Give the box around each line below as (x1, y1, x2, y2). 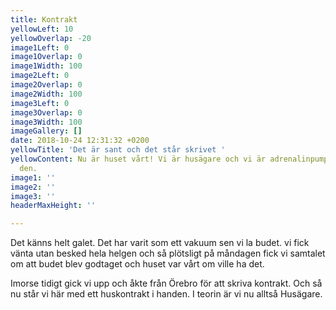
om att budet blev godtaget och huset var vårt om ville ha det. (10, 258, 265, 270)
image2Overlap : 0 (10, 80, 83, 90)
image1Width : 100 (10, 61, 83, 71)
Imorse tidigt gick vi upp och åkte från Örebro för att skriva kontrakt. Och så (10, 277, 323, 290)
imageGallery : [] (10, 126, 83, 136)
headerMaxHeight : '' (10, 201, 97, 211)
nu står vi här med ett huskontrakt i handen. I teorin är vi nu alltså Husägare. (10, 288, 323, 300)
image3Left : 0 (10, 98, 70, 108)
